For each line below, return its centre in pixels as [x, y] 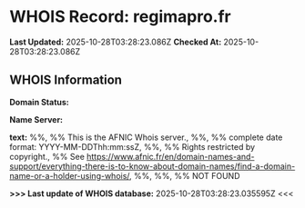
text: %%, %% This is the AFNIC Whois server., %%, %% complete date [146, 137]
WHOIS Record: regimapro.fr [121, 17]
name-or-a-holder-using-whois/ [70, 175]
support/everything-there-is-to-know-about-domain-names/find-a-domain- [152, 166]
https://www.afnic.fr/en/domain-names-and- [170, 156]
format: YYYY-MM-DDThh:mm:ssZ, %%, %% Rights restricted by [132, 146]
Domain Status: [40, 102]
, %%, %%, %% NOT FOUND [184, 175]
